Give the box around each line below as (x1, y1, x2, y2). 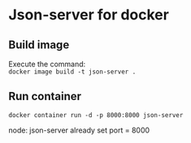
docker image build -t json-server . (8, 68, 137, 76)
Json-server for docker (8, 6, 169, 24)
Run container (8, 90, 82, 103)
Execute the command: (8, 59, 86, 69)
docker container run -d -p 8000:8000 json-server (8, 111, 184, 119)
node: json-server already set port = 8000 (8, 125, 150, 135)
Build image (8, 38, 70, 52)
